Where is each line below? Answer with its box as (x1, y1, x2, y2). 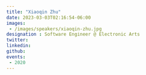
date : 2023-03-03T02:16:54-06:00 (6, 15, 91, 21)
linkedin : (6, 43, 32, 49)
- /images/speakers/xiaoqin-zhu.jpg (9, 25, 102, 32)
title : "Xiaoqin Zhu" (6, 8, 61, 15)
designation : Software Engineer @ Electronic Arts (6, 31, 140, 37)
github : (6, 48, 26, 54)
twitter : (6, 37, 29, 43)
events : (6, 54, 26, 60)
